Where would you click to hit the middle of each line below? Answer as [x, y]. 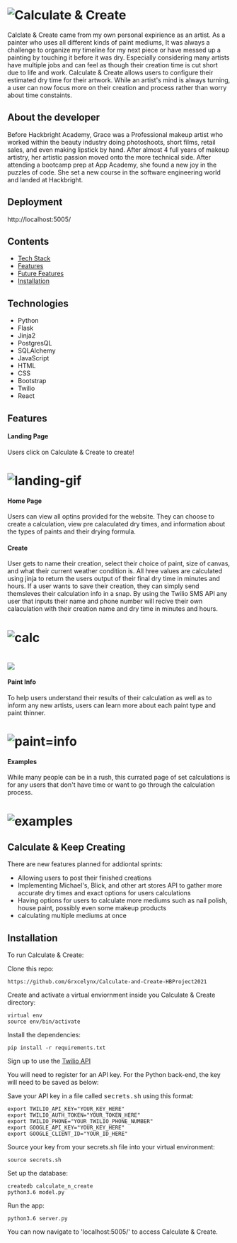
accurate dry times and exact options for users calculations [104, 893]
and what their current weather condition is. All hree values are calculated [115, 571]
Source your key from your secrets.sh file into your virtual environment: [111, 1147]
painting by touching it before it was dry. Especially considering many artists [118, 57]
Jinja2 [27, 336]
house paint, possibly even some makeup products [92, 908]
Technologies [38, 303]
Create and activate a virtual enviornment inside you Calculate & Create [111, 995]
